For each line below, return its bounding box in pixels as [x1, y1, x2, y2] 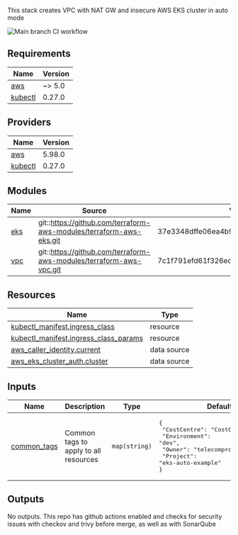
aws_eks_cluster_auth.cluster [11, 356, 108, 366]
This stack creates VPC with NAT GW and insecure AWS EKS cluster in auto [7, 6, 229, 14]
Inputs [7, 381, 37, 393]
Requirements [7, 47, 71, 60]
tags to [64, 437, 89, 447]
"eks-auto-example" [159, 459, 222, 467]
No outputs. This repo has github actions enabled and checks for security [7, 512, 222, 520]
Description [64, 402, 106, 412]
